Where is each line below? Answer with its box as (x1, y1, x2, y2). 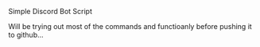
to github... (8, 31, 44, 39)
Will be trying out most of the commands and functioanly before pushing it (8, 22, 252, 31)
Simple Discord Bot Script (8, 7, 93, 16)
